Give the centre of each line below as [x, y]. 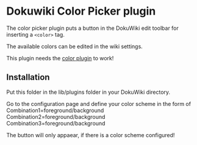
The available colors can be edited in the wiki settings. [75, 46]
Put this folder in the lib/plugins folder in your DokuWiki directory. [88, 92]
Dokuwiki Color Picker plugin [81, 11]
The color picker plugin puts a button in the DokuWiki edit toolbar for [92, 28]
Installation [28, 77]
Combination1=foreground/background [55, 110]
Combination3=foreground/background [56, 123]
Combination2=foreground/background [56, 116]
